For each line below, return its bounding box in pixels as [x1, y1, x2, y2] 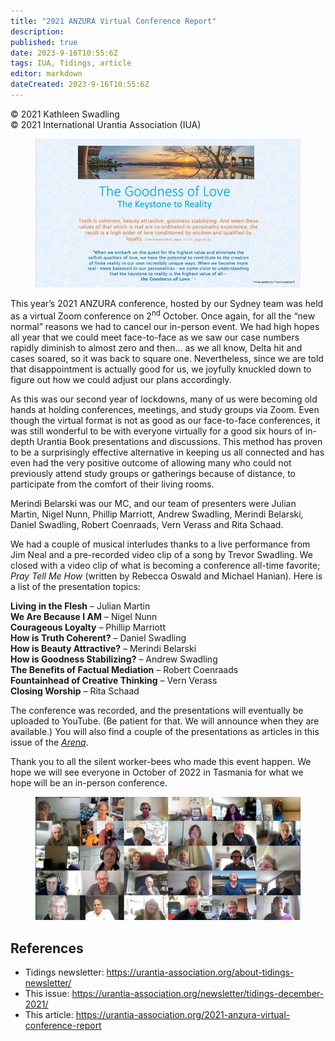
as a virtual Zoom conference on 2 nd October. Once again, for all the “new [10, 308, 316, 322]
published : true [10, 37, 78, 47]
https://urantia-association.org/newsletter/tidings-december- [71, 988, 325, 1000]
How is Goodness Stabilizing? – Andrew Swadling [10, 653, 218, 665]
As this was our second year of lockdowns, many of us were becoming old [10, 393, 318, 405]
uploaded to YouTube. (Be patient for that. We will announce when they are [10, 715, 320, 727]
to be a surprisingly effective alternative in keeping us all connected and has [10, 446, 325, 458]
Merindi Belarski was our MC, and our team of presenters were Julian [10, 497, 297, 509]
